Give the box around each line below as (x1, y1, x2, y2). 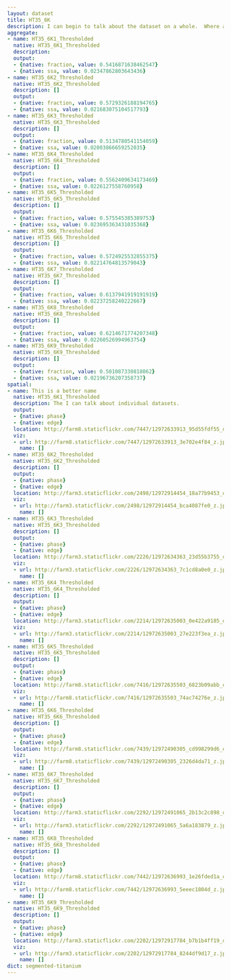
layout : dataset (7, 10, 54, 17)
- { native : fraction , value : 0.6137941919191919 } (13, 292, 158, 298)
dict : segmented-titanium (7, 963, 81, 970)
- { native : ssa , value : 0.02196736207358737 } (13, 374, 146, 382)
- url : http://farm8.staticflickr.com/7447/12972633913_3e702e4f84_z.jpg (13, 438, 229, 446)
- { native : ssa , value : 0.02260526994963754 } (13, 336, 146, 343)
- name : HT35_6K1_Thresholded (7, 36, 94, 43)
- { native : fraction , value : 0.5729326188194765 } (13, 100, 158, 107)
